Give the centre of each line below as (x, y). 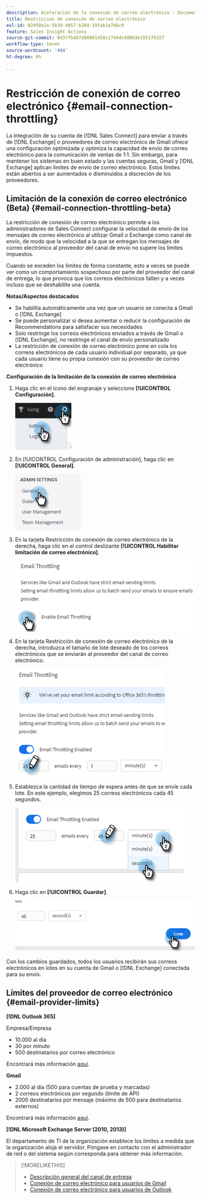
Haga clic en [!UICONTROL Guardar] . (61, 892)
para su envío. (24, 974)
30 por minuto (32, 1046)
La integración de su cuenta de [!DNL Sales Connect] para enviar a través (97, 135)
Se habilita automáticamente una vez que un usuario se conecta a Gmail (104, 308)
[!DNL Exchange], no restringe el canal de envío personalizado (92, 340)
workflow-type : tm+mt (33, 44)
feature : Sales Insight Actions (46, 32)
